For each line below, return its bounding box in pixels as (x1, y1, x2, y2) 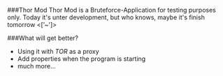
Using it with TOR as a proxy (17, 48, 99, 55)
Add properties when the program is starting (17, 55, 146, 63)
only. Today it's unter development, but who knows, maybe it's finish (7, 13, 205, 21)
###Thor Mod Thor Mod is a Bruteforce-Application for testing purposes (7, 6, 217, 14)
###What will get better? (7, 34, 79, 42)
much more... (17, 62, 56, 70)
